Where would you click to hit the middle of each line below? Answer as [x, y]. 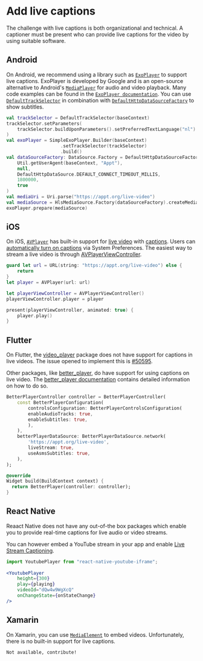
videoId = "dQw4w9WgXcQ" [46, 590]
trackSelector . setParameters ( [44, 123]
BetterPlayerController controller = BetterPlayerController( [86, 397]
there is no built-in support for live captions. [61, 641]
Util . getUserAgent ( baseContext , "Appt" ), [70, 163]
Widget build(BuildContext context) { [55, 481]
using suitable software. [36, 41]
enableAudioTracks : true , [61, 414]
